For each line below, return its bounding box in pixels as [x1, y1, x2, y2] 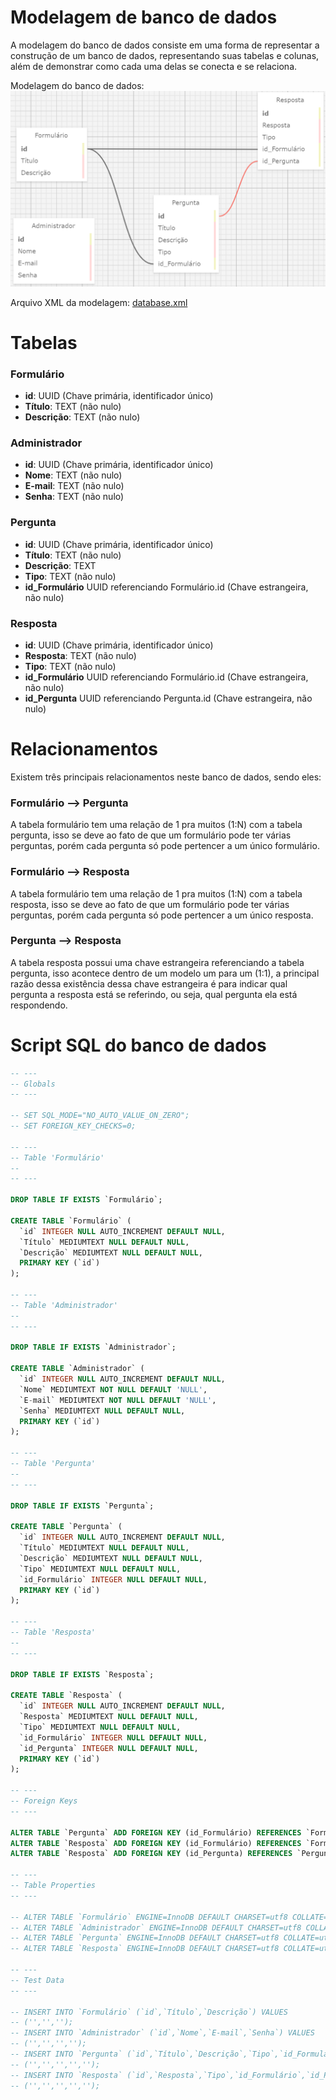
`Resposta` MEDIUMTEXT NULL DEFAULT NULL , [19, 1712, 199, 1722]
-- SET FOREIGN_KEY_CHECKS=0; [10, 1121, 137, 1131]
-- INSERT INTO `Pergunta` [10, 2049, 123, 2060]
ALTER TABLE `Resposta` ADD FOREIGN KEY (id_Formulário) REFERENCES [10, 1838, 302, 1848]
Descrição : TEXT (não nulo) [24, 411, 141, 423]
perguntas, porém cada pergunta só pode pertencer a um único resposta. [10, 909, 314, 921]
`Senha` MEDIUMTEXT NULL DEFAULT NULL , [19, 1406, 186, 1416]
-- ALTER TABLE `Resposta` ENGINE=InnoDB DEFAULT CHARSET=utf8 [10, 1944, 280, 1954]
